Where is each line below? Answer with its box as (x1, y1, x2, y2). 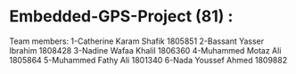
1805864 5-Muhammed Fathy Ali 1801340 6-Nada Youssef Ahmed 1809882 (9, 54, 288, 65)
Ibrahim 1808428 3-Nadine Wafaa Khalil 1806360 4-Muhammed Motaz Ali (9, 45, 282, 55)
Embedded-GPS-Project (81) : (9, 6, 234, 27)
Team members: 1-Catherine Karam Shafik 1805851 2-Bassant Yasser (9, 36, 265, 46)
